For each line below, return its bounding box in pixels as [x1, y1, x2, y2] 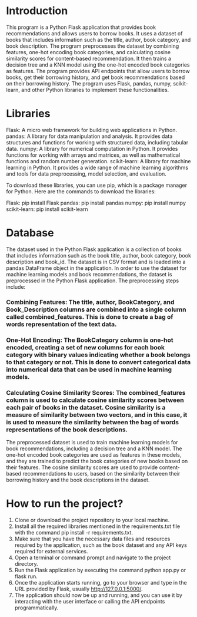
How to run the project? [6, 497, 123, 510]
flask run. [14, 573, 38, 580]
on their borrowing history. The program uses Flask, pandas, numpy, [6, 80, 172, 87]
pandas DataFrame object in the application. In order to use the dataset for [6, 264, 187, 272]
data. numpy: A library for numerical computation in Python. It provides [6, 145, 178, 152]
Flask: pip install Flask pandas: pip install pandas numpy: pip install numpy [6, 199, 186, 206]
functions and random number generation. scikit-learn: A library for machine [6, 157, 191, 164]
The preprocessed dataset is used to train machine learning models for [6, 438, 178, 446]
